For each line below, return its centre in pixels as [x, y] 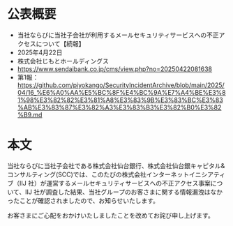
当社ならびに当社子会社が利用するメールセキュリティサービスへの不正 [118, 35]
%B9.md [30, 114]
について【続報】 [60, 43]
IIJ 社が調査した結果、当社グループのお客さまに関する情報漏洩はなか [124, 192]
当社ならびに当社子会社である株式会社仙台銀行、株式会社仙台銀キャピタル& [116, 165]
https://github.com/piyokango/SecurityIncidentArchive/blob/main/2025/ [121, 85]
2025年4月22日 [40, 52]
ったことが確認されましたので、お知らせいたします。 [83, 200]
